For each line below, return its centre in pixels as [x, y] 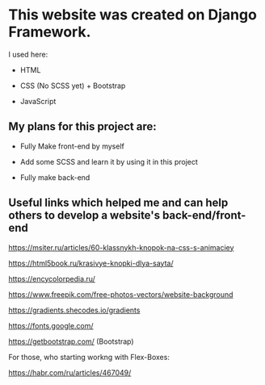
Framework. [50, 32]
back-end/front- [204, 216]
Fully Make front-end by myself [72, 146]
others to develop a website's [84, 216]
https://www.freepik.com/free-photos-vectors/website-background [121, 294]
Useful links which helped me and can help [118, 203]
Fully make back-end [55, 177]
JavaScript [38, 101]
